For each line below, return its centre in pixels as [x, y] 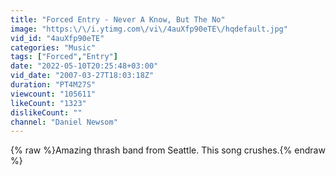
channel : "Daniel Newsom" [64, 122]
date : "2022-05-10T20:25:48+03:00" [84, 66]
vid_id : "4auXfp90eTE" [57, 38]
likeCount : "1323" [48, 103]
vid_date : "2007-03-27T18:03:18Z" [82, 76]
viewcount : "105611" [53, 94]
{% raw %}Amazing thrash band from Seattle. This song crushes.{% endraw [168, 150]
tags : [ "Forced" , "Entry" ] [64, 57]
